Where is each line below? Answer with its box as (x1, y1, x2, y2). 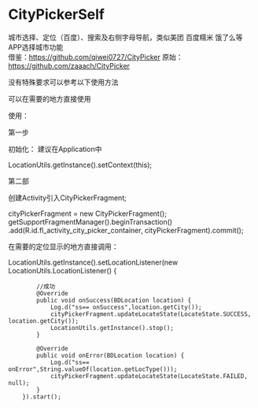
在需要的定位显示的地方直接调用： (8, 242, 119, 251)
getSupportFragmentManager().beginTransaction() (8, 217, 173, 226)
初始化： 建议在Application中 (8, 144, 102, 154)
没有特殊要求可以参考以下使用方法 (8, 77, 119, 87)
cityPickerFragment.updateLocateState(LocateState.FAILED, (50, 372, 248, 380)
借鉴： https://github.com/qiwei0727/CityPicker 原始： (8, 52, 183, 61)
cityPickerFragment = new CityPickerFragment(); (8, 209, 168, 218)
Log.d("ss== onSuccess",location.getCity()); (50, 303, 202, 311)
